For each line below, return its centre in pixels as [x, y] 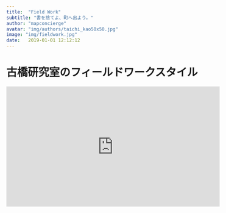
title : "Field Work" [34, 12]
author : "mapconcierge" [37, 23]
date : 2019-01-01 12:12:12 [43, 40]
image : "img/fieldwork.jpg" [42, 35]
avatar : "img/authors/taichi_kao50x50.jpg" [62, 29]
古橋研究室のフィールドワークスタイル [102, 72]
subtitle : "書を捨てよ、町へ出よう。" [50, 18]
